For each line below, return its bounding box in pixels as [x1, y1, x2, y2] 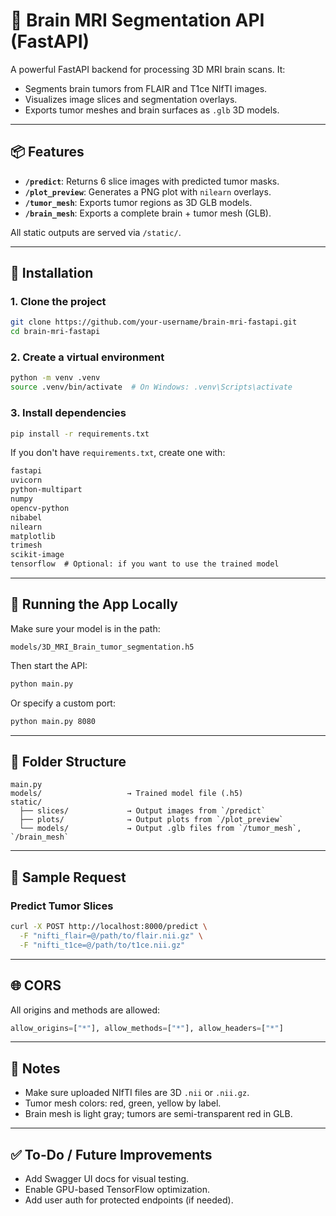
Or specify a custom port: [10, 697, 116, 709]
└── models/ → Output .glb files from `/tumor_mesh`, [19, 824, 302, 834]
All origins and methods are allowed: [10, 1004, 161, 1016]
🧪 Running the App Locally [10, 596, 178, 613]
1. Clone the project [10, 295, 107, 309]
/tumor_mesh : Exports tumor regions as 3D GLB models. [24, 196, 253, 208]
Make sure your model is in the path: [10, 622, 161, 634]
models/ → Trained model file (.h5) [10, 789, 244, 799]
